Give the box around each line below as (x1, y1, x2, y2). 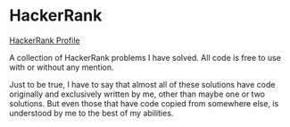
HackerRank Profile (9, 35, 80, 46)
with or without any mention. (9, 62, 114, 72)
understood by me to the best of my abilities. (9, 107, 174, 118)
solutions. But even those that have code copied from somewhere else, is (9, 97, 279, 108)
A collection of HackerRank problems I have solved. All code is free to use (9, 52, 281, 63)
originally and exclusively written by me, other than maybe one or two (9, 89, 266, 99)
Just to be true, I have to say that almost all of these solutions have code (9, 79, 276, 89)
